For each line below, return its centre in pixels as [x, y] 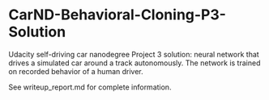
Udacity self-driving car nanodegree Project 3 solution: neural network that [134, 54]
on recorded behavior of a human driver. [76, 71]
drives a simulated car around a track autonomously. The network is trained [134, 63]
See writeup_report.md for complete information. [90, 87]
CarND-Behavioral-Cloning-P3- [117, 15]
